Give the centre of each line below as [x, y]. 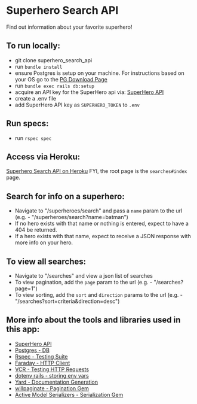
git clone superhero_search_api [53, 60]
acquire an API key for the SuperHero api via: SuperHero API [89, 92]
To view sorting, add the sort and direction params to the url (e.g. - [99, 295]
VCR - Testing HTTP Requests [52, 369]
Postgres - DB [32, 350]
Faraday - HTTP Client [42, 363]
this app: [23, 329]
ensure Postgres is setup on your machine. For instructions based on [99, 73]
